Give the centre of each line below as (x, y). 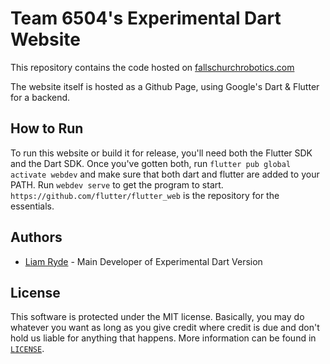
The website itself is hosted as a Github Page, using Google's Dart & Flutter (165, 86)
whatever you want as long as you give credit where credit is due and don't (165, 328)
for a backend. (40, 97)
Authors (36, 237)
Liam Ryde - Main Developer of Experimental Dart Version (143, 261)
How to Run (47, 128)
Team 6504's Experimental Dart (146, 18)
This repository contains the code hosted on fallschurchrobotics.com (152, 67)
